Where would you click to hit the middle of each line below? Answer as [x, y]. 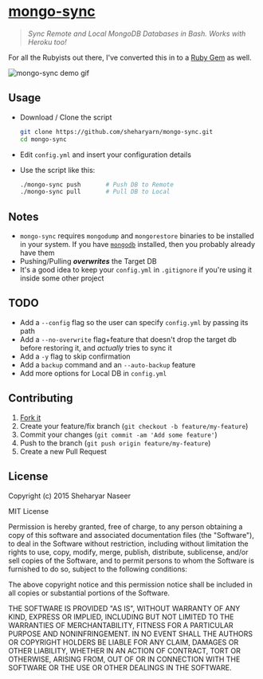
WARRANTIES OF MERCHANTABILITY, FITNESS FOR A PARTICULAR [121, 625]
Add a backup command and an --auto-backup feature [108, 364]
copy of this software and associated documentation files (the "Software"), [131, 535]
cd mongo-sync [43, 139]
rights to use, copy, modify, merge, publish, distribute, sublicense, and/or [128, 551]
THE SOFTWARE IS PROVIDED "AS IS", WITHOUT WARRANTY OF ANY [124, 608]
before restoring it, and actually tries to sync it [96, 347]
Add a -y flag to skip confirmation [75, 356]
